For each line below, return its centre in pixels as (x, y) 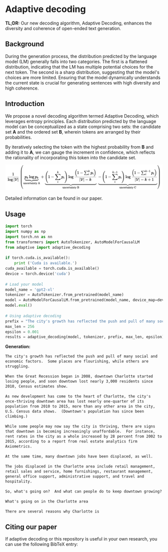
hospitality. (19, 481)
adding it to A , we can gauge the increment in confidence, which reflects (80, 152)
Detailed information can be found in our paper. (54, 198)
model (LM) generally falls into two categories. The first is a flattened (76, 62)
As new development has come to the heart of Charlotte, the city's (78, 396)
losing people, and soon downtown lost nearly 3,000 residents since (79, 381)
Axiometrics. (19, 446)
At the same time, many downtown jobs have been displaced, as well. (79, 456)
